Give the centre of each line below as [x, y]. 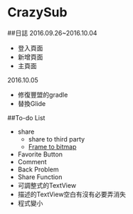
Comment [32, 161]
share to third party [57, 139]
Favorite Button [40, 154]
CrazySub [37, 12]
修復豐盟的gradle [43, 95]
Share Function [40, 177]
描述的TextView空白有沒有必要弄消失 [72, 194]
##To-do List [26, 117]
